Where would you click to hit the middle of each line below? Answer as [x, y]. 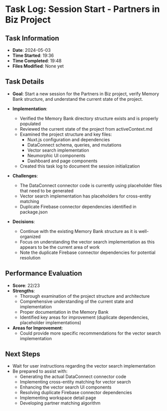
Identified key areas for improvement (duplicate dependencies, [84, 317]
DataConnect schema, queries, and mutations [74, 145]
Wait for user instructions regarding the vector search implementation [84, 366]
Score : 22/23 [26, 285]
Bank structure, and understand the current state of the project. [78, 99]
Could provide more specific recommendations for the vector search [90, 333]
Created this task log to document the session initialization [80, 166]
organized [30, 236]
